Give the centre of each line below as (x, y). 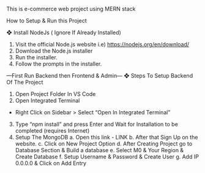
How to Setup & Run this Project (47, 20)
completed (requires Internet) (52, 131)
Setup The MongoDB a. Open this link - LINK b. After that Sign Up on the (106, 137)
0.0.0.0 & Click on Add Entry (51, 163)
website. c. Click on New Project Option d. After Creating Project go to (104, 144)
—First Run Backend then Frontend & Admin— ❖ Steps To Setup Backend (100, 75)
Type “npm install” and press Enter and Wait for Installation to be (97, 124)
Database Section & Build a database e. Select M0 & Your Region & (99, 150)
